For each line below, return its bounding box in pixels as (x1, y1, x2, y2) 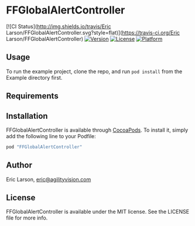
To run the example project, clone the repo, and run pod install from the (6, 68, 183, 75)
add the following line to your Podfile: (6, 132, 97, 139)
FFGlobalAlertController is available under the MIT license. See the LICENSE (6, 208, 189, 215)
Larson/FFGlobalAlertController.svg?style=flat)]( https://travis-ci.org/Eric (6, 29, 180, 36)
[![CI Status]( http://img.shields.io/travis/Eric (6, 23, 111, 30)
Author (6, 160, 32, 170)
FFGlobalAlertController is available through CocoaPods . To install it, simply (6, 126, 189, 133)
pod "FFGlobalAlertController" (6, 144, 83, 150)
